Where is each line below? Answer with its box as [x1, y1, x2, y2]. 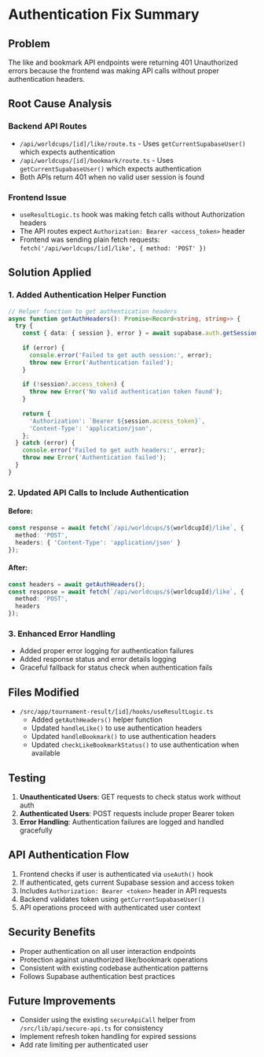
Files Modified [8, 686, 80, 699]
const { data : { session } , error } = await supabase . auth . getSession [22, 329, 258, 338]
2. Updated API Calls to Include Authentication [8, 486, 189, 497]
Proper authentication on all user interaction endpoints [19, 946, 196, 955]
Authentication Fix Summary [8, 6, 200, 24]
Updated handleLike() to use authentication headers [31, 723, 203, 733]
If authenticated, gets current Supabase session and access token [19, 878, 234, 887]
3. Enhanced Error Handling [8, 628, 115, 639]
